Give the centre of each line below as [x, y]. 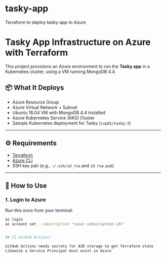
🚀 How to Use [26, 185]
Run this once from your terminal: [39, 211]
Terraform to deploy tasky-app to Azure [45, 22]
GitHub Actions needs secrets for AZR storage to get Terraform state [79, 246]
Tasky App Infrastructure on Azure [78, 42]
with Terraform [37, 53]
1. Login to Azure [25, 199]
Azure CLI [22, 160]
